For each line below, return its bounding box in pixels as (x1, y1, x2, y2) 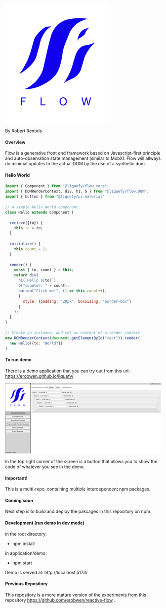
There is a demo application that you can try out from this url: (5, 368, 130, 374)
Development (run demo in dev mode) (5, 520, 85, 526)
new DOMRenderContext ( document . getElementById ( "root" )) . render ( (5, 336, 140, 340)
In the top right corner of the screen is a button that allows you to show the (5, 459, 158, 464)
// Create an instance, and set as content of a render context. (5, 330, 142, 335)
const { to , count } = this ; (14, 268, 74, 272)
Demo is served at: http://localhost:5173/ (5, 569, 88, 575)
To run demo (5, 357, 32, 362)
